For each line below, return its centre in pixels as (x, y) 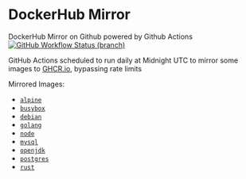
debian (31, 116)
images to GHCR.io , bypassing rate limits (75, 68)
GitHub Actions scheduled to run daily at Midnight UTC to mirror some (123, 60)
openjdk (32, 150)
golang (31, 125)
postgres (34, 159)
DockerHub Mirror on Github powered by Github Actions (101, 36)
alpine (31, 100)
